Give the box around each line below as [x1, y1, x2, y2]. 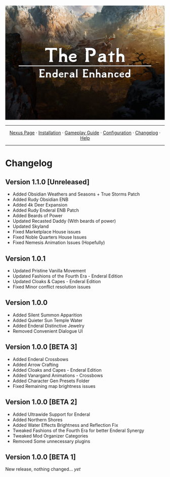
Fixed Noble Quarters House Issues [12, 234, 87, 241]
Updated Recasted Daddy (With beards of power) [12, 218, 116, 224]
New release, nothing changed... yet [5, 466, 81, 472]
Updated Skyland [12, 223, 49, 229]
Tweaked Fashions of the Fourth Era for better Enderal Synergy [12, 427, 144, 433]
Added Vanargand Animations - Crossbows [12, 372, 103, 378]
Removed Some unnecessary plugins [12, 438, 91, 444]
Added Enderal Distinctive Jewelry [12, 323, 84, 329]
